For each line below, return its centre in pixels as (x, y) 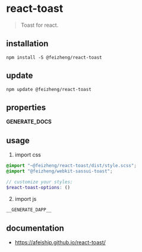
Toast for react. (40, 25)
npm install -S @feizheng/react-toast (54, 57)
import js (26, 199)
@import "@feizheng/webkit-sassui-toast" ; (59, 171)
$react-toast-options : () (38, 187)
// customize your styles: (40, 182)
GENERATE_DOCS (29, 122)
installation (27, 44)
